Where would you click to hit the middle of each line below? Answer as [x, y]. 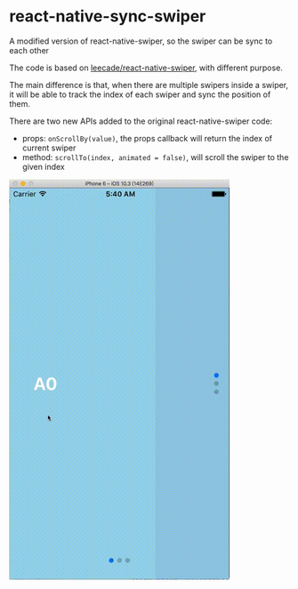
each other [29, 50]
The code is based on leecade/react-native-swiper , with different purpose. [146, 68]
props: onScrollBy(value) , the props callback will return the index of [147, 138]
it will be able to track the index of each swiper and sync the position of [140, 94]
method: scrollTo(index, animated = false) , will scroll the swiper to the [155, 157]
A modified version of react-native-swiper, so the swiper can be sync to [141, 41]
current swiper [49, 148]
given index [43, 166]
